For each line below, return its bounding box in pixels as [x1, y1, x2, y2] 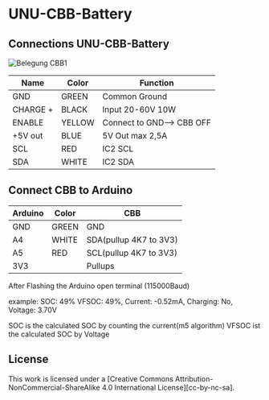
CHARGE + [12, 104, 54, 115]
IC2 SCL [102, 143, 134, 154]
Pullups [86, 260, 115, 271]
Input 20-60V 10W [102, 104, 177, 115]
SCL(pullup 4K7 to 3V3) [86, 247, 178, 258]
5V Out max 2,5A [102, 130, 168, 141]
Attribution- [175, 373, 214, 383]
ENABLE [12, 118, 44, 128]
